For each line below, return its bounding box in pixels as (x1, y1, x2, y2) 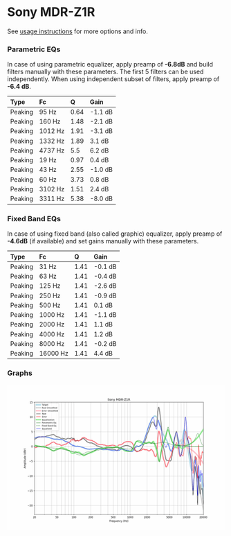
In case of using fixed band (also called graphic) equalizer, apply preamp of (7, 230, 223, 238)
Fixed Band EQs (7, 214, 61, 223)
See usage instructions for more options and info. (7, 27, 149, 35)
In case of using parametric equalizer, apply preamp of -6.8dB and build (7, 60, 213, 69)
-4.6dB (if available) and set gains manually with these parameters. (7, 237, 199, 245)
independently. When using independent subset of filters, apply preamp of (7, 75, 220, 83)
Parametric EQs (7, 44, 61, 54)
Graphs (7, 368, 33, 378)
